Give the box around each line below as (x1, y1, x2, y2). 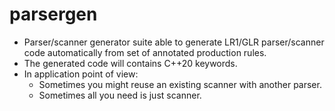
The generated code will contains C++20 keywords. (23, 57, 238, 69)
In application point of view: (23, 68, 139, 80)
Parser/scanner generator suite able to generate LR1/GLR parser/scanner (23, 36, 325, 48)
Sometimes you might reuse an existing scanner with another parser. (38, 78, 322, 90)
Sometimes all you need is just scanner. (38, 89, 202, 101)
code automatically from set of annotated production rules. (23, 46, 267, 58)
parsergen (9, 3, 98, 26)
